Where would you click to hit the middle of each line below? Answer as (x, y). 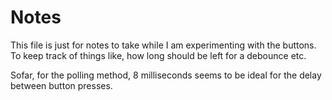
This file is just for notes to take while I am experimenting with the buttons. (163, 45)
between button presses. (61, 85)
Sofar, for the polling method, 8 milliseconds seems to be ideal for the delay (166, 75)
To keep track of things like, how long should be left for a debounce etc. (158, 55)
